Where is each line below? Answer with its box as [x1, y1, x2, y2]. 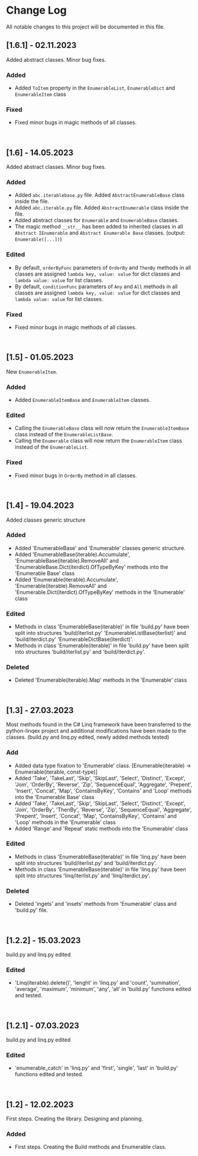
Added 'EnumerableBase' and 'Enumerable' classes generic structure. [14, 544, 186, 551]
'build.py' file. [14, 906, 48, 914]
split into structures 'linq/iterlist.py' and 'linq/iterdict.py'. [14, 872, 151, 879]
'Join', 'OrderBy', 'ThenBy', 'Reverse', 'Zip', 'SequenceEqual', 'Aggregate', [14, 806, 192, 813]
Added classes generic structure [6, 516, 86, 523]
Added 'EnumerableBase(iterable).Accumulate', [14, 551, 131, 558]
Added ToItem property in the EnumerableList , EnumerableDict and [14, 84, 176, 92]
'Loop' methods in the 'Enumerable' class [14, 819, 116, 826]
